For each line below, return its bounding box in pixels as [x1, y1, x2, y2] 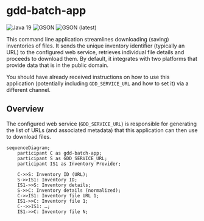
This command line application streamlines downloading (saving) [6, 35, 169, 43]
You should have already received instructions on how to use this [6, 73, 170, 80]
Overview [6, 104, 44, 114]
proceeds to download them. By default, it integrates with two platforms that [6, 55, 198, 62]
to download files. [6, 133, 52, 140]
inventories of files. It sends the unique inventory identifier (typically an [6, 42, 185, 49]
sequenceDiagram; [6, 144, 51, 151]
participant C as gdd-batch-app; [17, 150, 102, 156]
